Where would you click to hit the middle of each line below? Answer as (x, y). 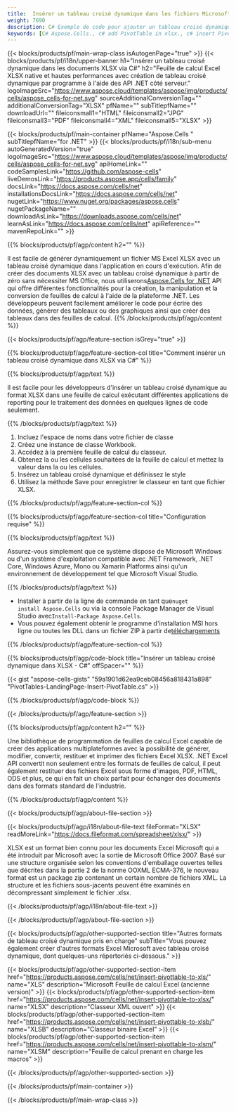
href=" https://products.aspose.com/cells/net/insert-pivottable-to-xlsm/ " (112, 1044)
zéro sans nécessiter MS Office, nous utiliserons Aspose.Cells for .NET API (115, 281)
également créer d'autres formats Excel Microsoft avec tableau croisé (108, 949)
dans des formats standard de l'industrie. (67, 786)
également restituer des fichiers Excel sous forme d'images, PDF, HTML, (112, 771)
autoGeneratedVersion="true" (51, 149)
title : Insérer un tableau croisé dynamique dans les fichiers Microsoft (119, 14)
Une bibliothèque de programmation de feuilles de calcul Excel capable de (115, 741)
